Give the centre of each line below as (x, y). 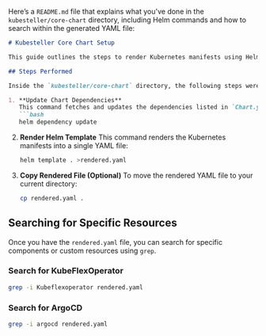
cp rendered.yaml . (52, 198)
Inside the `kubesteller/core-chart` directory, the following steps (125, 86)
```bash (31, 115)
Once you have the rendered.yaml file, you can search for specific (116, 242)
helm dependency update (58, 122)
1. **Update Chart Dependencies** (65, 100)
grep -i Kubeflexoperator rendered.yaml (76, 287)
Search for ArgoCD (46, 307)
